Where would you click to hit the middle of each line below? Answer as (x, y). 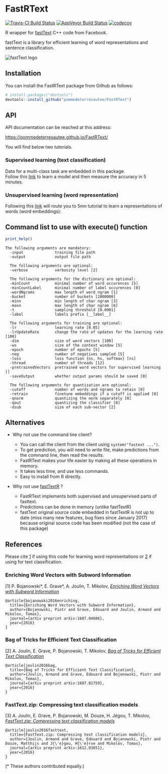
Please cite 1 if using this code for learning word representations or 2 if (78, 557)
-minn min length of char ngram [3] (64, 301)
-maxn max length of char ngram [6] (64, 305)
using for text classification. (34, 562)
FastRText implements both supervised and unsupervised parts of (88, 496)
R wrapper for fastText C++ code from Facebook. (56, 32)
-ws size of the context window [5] (66, 345)
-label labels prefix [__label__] (61, 314)
